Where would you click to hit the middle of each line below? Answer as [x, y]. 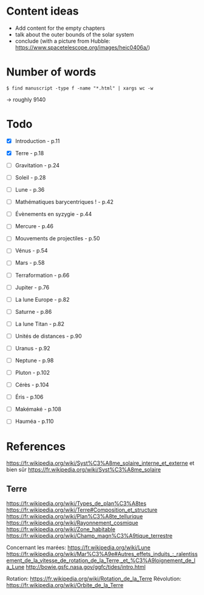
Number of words [51, 72]
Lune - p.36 [30, 190]
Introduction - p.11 [37, 141]
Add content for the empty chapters [60, 28]
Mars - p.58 [30, 263]
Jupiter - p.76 [32, 287]
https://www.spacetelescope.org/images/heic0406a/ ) [83, 47]
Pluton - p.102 [32, 373]
